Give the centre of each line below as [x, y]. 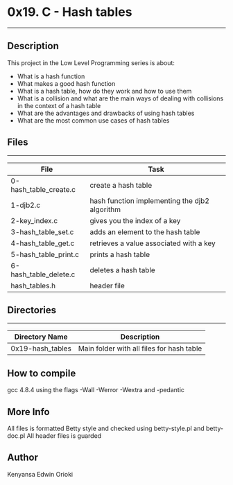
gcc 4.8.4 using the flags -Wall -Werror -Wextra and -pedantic [96, 390]
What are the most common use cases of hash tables [93, 120]
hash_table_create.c [43, 189]
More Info [28, 412]
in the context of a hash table [59, 105]
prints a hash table [120, 254]
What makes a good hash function [66, 83]
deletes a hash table [123, 270]
